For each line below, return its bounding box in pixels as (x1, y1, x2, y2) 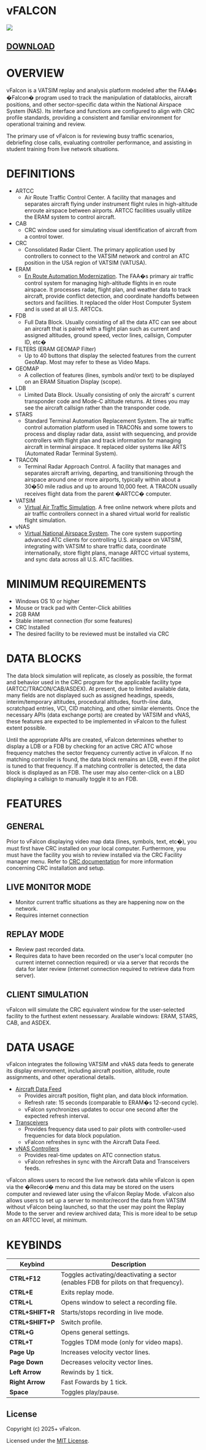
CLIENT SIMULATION (6, 989, 89, 1000)
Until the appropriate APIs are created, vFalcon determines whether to (6, 736, 184, 744)
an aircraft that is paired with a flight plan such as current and (24, 325, 180, 332)
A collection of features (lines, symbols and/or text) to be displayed (24, 372, 194, 379)
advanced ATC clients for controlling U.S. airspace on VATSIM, (24, 536, 183, 544)
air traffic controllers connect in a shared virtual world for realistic (24, 510, 190, 518)
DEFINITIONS (6, 167, 75, 181)
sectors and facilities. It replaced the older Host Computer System (24, 299, 191, 306)
